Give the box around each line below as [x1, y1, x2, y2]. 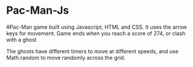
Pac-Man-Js [6, 4, 70, 17]
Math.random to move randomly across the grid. [6, 54, 126, 61]
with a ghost [6, 36, 37, 43]
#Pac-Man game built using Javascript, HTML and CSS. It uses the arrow [6, 23, 187, 31]
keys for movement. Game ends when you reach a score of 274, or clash [6, 29, 186, 36]
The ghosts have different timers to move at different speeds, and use [6, 47, 179, 54]
